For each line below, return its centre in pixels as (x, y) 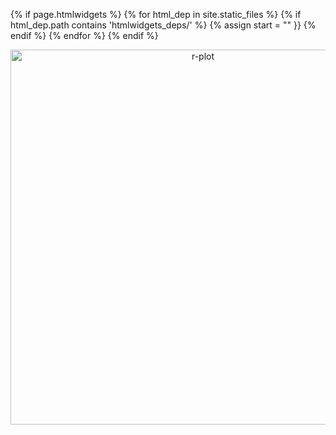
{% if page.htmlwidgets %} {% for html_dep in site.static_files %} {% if (156, 14)
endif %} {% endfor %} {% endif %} (84, 35)
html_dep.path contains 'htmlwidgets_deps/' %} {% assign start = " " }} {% (163, 25)
